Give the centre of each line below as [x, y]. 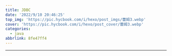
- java [17, 34]
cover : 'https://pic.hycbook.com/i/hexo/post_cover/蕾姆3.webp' [74, 24]
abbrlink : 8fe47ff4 [26, 39]
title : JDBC [18, 10]
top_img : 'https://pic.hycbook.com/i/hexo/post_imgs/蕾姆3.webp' [76, 19]
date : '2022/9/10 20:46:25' [35, 15]
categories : [18, 29]
